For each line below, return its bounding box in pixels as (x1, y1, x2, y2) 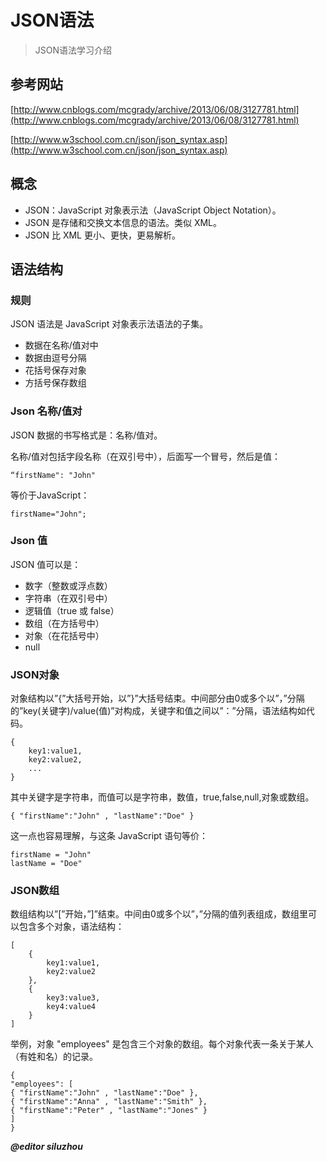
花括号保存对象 (24, 364, 87, 376)
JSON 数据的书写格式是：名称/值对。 (10, 429, 163, 441)
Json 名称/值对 (10, 404, 83, 418)
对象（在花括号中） (24, 629, 105, 641)
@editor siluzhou (10, 1141, 83, 1153)
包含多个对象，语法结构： (18, 921, 125, 933)
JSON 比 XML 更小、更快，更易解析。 (24, 229, 181, 241)
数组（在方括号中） (24, 617, 105, 629)
